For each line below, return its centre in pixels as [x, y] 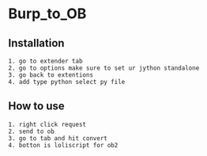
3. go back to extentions [51, 75]
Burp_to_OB [47, 14]
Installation [36, 43]
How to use [36, 107]
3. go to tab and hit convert [58, 138]
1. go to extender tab [45, 61]
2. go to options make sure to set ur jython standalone [104, 68]
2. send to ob [32, 131]
